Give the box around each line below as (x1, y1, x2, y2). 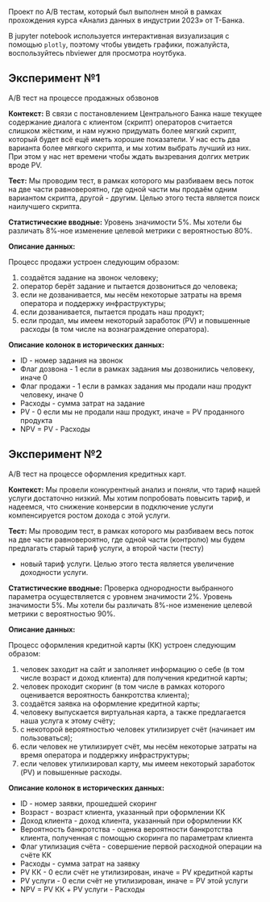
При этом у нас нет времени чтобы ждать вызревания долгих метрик (8, 151, 250, 161)
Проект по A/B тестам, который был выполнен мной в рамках (8, 7, 222, 16)
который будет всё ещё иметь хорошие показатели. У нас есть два (8, 134, 240, 144)
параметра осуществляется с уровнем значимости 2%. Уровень (8, 591, 233, 601)
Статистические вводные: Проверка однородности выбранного (8, 583, 234, 593)
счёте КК (19, 850, 52, 859)
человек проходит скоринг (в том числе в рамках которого (19, 682, 226, 691)
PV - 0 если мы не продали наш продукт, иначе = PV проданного (19, 407, 245, 417)
